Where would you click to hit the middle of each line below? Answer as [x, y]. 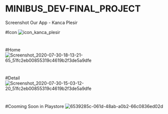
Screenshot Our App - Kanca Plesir [41, 22]
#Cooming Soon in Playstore [35, 106]
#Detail [13, 78]
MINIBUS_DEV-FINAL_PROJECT [73, 9]
